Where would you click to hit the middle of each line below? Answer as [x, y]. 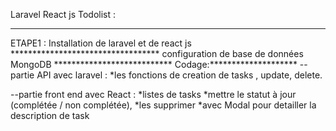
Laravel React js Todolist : [63, 14]
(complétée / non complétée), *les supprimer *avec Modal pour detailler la [163, 105]
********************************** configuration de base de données [157, 53]
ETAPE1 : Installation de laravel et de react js [101, 43]
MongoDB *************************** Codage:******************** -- [159, 64]
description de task [50, 115]
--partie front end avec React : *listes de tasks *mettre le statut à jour [153, 94]
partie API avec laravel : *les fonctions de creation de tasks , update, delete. [166, 75]
